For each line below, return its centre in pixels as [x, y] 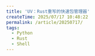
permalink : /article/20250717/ [45, 22]
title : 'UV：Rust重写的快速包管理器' [48, 11]
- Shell [21, 44]
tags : [13, 28]
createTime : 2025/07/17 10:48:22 [47, 17]
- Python [22, 33]
